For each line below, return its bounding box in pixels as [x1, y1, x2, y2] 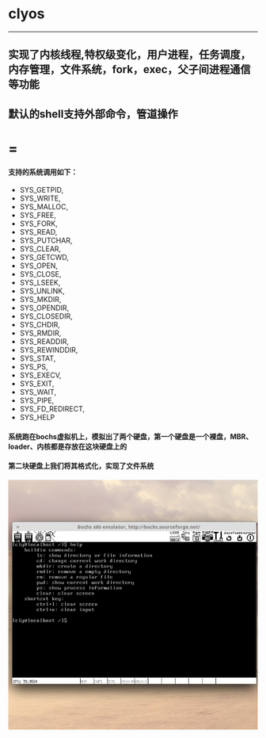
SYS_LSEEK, [19, 278, 61, 288]
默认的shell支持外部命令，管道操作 [8, 107, 178, 120]
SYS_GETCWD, [19, 253, 70, 262]
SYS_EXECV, [19, 370, 62, 380]
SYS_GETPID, [19, 185, 64, 195]
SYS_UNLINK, [19, 286, 65, 296]
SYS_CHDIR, [19, 320, 61, 330]
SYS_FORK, [19, 219, 58, 228]
